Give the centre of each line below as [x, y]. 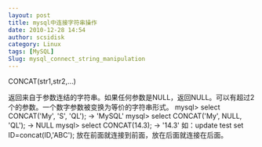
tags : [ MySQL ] [31, 52]
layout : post [29, 15]
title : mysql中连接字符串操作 [53, 23]
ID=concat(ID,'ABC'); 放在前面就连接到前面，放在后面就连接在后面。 [118, 134]
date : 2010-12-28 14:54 [47, 30]
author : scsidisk [36, 37]
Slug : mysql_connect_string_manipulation [77, 59]
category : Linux [35, 45]
